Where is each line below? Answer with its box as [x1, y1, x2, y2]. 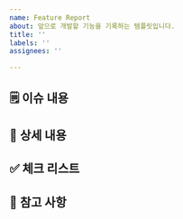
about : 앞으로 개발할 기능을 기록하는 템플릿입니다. [9, 22, 176, 31]
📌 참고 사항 [9, 195, 68, 210]
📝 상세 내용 [9, 127, 68, 142]
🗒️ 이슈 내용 [9, 90, 69, 105]
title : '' [9, 30, 47, 39]
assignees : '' [9, 47, 63, 56]
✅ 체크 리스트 [9, 161, 80, 177]
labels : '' [9, 38, 50, 48]
